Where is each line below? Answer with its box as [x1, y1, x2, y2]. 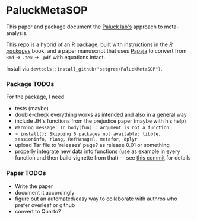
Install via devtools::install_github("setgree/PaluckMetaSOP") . [6, 65, 163, 72]
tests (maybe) [14, 105, 49, 112]
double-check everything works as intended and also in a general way [14, 111, 187, 119]
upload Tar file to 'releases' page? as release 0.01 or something [14, 142, 170, 149]
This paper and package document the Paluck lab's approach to [6, 23, 163, 30]
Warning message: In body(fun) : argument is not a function [14, 125, 170, 131]
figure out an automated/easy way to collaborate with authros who [14, 195, 178, 202]
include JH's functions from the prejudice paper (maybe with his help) [14, 117, 186, 125]
